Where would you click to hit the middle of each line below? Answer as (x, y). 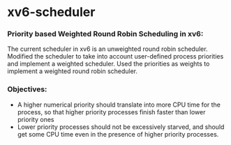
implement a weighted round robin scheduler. (73, 71)
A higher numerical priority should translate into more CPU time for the (119, 105)
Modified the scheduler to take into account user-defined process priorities (115, 56)
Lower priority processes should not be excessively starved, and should (121, 127)
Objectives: (27, 89)
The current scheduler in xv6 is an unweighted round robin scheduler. (107, 49)
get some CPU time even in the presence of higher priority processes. (118, 134)
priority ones (36, 119)
